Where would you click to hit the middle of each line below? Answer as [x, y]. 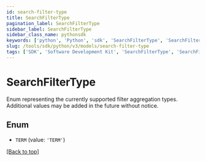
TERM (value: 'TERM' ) [40, 140]
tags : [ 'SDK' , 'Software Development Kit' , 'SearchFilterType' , [90, 52]
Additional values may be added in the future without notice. [82, 105]
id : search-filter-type [37, 12]
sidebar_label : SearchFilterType [49, 29]
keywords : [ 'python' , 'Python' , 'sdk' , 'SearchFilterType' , [85, 40]
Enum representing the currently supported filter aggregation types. [92, 99]
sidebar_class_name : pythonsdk [46, 35]
